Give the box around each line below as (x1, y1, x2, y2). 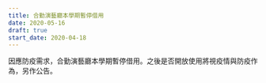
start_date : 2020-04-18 (8, 33, 87, 42)
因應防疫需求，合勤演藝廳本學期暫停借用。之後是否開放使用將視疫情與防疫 (8, 56, 251, 66)
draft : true (8, 26, 47, 34)
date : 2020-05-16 (8, 19, 66, 27)
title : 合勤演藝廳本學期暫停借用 (8, 11, 104, 20)
